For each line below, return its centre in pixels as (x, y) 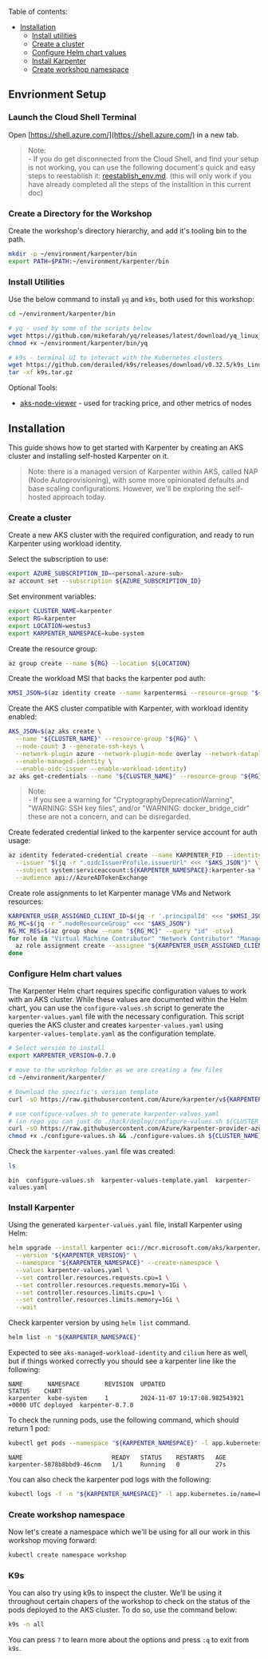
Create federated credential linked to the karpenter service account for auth (133, 832)
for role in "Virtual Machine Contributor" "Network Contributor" (121, 938)
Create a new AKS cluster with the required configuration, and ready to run (131, 535)
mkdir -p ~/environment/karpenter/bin (73, 254)
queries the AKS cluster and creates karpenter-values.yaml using (116, 1025)
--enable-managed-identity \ (64, 761)
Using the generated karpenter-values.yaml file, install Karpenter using (125, 1225)
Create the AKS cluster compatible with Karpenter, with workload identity (128, 708)
